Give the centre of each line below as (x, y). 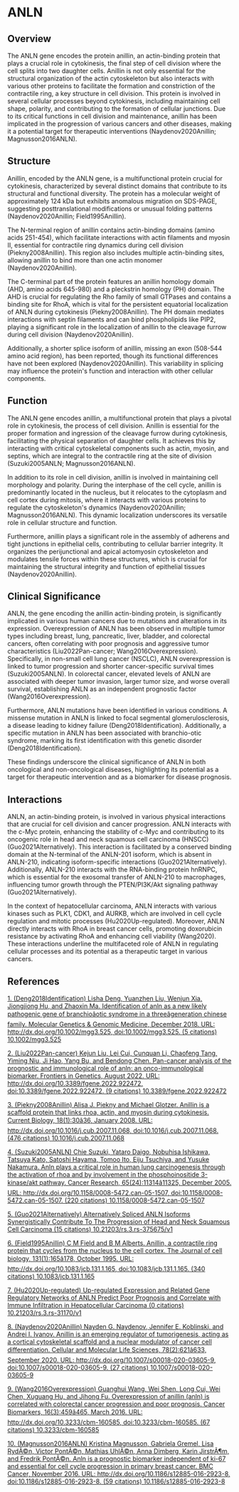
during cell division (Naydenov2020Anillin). (70, 334)
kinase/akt (22, 1183)
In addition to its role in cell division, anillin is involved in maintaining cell (113, 477)
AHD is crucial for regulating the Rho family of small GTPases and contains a (119, 297)
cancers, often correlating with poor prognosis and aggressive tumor (108, 644)
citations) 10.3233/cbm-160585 (53, 1430)
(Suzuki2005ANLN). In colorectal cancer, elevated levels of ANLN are (109, 674)
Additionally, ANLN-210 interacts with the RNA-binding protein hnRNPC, (112, 869)
